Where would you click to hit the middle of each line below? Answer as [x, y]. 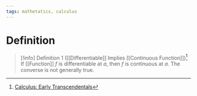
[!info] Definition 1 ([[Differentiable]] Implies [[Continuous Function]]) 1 [104, 57]
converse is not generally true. [57, 70]
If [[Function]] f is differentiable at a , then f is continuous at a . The [100, 64]
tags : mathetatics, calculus [42, 11]
